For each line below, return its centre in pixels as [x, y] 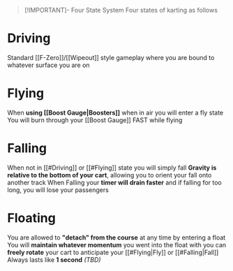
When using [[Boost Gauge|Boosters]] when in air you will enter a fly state [115, 112]
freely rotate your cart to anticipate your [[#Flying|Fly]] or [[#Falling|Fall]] [113, 252]
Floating [31, 218]
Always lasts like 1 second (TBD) [54, 259]
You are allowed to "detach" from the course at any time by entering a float [116, 237]
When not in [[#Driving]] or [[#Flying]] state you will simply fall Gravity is [112, 168]
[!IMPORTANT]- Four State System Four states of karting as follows [121, 10]
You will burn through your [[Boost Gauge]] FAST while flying [95, 120]
